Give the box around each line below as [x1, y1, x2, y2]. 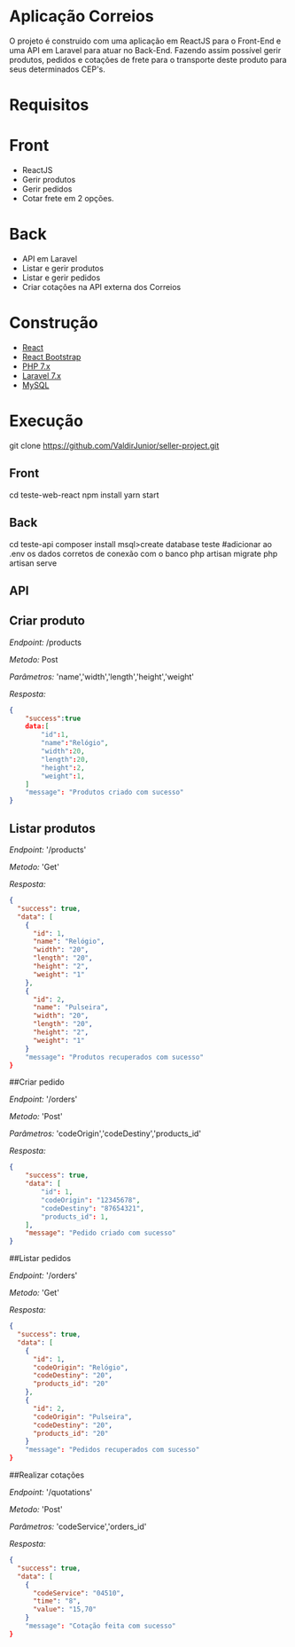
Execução [9, 411, 84, 431]
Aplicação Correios [9, 6, 154, 27]
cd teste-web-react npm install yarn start [9, 490, 159, 500]
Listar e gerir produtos [21, 263, 105, 273]
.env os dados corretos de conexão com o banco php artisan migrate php [9, 548, 278, 559]
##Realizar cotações [9, 1470, 85, 1480]
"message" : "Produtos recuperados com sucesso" [25, 1053, 204, 1062]
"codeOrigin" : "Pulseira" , [32, 1412, 133, 1421]
